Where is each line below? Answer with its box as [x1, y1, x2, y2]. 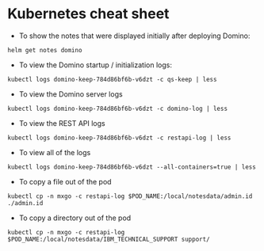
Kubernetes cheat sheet [7, 5, 170, 23]
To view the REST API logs [18, 118, 105, 127]
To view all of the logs [18, 147, 91, 157]
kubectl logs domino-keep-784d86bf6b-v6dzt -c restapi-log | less [7, 134, 231, 142]
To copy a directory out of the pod [18, 213, 132, 222]
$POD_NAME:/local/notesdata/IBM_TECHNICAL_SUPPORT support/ [7, 235, 211, 243]
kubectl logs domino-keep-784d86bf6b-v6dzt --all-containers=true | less [7, 163, 257, 171]
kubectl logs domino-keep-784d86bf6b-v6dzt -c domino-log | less [7, 105, 228, 112]
